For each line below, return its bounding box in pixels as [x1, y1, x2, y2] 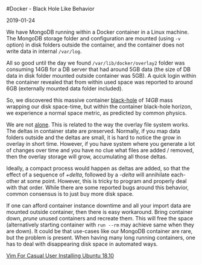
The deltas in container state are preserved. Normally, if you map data [6, 128, 180, 134]
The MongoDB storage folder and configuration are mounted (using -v [6, 35, 181, 42]
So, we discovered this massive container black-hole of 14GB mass [6, 96, 173, 104]
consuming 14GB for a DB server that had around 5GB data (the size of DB [6, 66, 191, 73]
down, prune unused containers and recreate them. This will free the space [6, 215, 194, 222]
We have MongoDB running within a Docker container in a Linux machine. [6, 28, 189, 36]
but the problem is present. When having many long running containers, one [6, 234, 196, 241]
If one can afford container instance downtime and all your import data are [6, 202, 191, 209]
